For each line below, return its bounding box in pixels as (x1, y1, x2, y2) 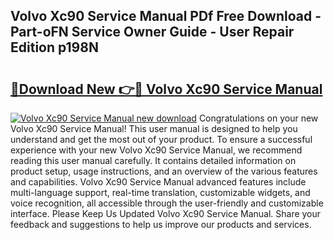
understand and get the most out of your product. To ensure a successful (10, 134, 313, 145)
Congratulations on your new (198, 112, 319, 124)
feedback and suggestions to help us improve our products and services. (10, 219, 312, 230)
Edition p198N (10, 39, 99, 56)
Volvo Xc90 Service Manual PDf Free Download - (10, 8, 322, 25)
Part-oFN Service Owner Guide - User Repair (10, 24, 295, 41)
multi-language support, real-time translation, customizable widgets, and (10, 187, 311, 198)
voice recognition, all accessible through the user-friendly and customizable (10, 197, 324, 209)
